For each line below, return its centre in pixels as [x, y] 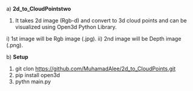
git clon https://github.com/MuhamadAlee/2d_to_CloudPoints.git [95, 69]
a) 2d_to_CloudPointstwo [39, 9]
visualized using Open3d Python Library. [66, 27]
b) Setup [17, 57]
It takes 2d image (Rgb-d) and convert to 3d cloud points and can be [101, 20]
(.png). [15, 45]
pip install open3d [38, 75]
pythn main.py [33, 82]
